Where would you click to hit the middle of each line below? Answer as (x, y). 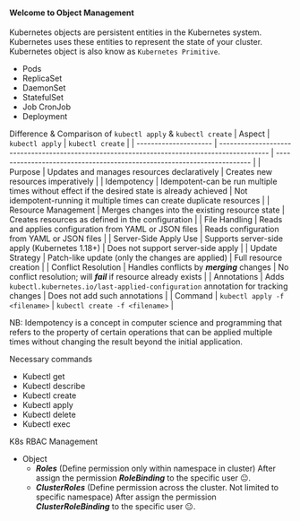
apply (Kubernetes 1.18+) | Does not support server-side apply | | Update (143, 248)
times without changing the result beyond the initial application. (126, 342)
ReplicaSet (42, 78)
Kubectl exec (46, 424)
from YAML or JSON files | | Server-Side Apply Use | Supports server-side (146, 239)
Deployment (45, 117)
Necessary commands (51, 360)
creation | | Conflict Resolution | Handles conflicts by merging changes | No (149, 267)
